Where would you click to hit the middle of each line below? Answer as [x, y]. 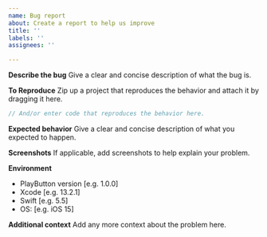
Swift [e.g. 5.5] [44, 201]
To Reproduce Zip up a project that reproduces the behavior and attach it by [133, 91]
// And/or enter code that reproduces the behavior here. [106, 114]
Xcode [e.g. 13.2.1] [50, 192]
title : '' [25, 30]
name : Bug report [37, 16]
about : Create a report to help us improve [82, 23]
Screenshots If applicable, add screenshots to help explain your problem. [129, 153]
